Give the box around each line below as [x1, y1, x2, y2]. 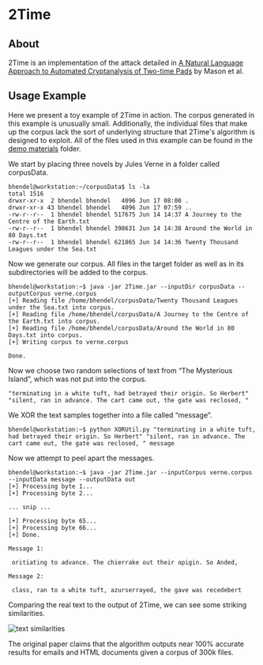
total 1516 [8, 190, 44, 198]
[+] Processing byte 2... [8, 489, 93, 497]
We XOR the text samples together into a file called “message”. [8, 410, 212, 420]
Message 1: [8, 544, 44, 553]
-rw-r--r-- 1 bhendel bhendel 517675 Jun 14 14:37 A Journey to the [8, 210, 242, 218]
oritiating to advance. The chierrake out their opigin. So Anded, [11, 558, 239, 566]
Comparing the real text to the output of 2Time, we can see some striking [8, 599, 247, 610]
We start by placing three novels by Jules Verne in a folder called [8, 159, 220, 168]
